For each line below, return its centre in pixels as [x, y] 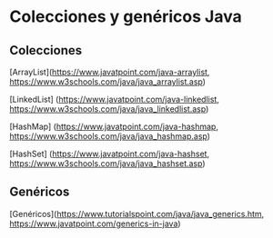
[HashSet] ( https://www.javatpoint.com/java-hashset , [110, 154]
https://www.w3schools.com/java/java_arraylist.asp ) [108, 82]
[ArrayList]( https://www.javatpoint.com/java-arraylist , [110, 72]
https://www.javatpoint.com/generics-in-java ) [95, 223]
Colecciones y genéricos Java [126, 17]
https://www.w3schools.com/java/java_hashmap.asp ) [110, 136]
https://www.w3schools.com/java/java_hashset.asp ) [108, 164]
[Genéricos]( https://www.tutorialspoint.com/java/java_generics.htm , [137, 213]
